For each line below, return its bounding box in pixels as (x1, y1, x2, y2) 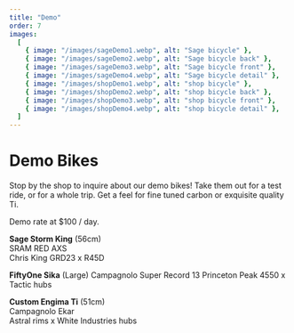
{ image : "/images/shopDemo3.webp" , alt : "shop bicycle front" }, (25, 95, 276, 105)
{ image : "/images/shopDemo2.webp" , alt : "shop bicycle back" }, (25, 87, 273, 96)
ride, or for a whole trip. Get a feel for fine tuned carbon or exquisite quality (9, 190, 284, 200)
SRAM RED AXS (9, 243, 68, 254)
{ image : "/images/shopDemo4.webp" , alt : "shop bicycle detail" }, (25, 104, 280, 113)
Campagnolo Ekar (9, 306, 75, 317)
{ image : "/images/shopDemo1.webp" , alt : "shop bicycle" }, (25, 79, 252, 88)
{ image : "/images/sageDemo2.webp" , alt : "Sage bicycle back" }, (25, 54, 273, 63)
